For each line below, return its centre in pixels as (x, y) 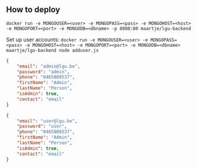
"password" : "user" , (42, 127)
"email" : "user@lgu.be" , (47, 121)
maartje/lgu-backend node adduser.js (52, 50)
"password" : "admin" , (43, 72)
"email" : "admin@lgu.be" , (49, 66)
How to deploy (33, 10)
